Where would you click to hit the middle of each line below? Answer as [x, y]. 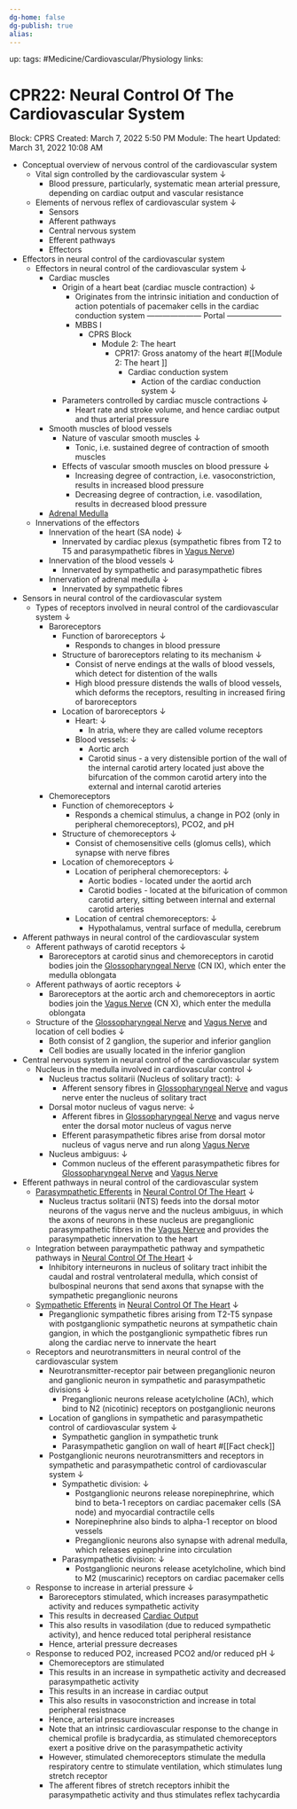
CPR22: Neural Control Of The [122, 95]
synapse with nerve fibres [122, 853]
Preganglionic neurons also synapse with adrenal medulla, [181, 1540]
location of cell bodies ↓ [80, 1032]
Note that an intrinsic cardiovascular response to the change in [163, 1729]
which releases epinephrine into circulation [153, 1550]
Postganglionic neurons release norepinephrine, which [175, 1493]
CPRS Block [110, 334]
